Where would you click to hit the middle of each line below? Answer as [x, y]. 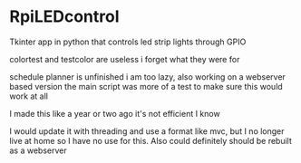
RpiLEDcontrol [64, 17]
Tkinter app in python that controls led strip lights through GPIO [128, 42]
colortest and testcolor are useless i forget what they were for [125, 59]
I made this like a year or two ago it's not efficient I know [115, 113]
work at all [29, 96]
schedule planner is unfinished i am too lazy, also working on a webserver [147, 77]
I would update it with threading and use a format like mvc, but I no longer [147, 131]
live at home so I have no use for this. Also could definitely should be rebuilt [151, 140]
